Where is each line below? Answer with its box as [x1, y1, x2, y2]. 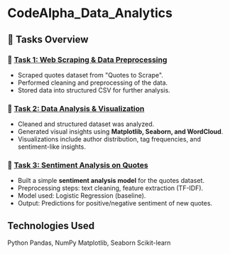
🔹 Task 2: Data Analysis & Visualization [7, 103, 145, 113]
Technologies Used [7, 219, 94, 232]
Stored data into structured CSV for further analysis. [17, 85, 170, 94]
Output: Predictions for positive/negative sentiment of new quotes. [17, 199, 213, 208]
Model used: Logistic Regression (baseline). [17, 191, 146, 200]
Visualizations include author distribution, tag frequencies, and [17, 135, 201, 144]
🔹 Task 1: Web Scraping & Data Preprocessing [7, 55, 168, 65]
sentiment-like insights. [17, 142, 87, 151]
